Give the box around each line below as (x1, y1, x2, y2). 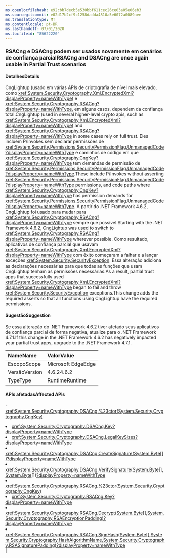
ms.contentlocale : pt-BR (5, 21, 58, 27)
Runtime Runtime (47, 377, 87, 384)
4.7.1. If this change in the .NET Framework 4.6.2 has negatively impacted (5, 334, 156, 341)
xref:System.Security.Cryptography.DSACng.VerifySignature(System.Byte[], (5, 466, 163, 473)
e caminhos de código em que (75, 150, 139, 156)
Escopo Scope (8, 361, 41, 368)
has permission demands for (73, 193, 133, 199)
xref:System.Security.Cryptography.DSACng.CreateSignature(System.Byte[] (5, 450, 163, 456)
